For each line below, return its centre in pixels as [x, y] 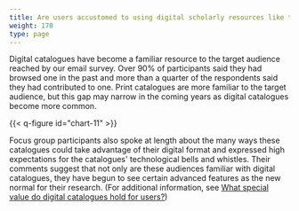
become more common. [53, 106]
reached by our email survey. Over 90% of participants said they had [136, 68]
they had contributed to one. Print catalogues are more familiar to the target [148, 87]
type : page [29, 34]
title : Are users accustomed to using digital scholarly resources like [147, 17]
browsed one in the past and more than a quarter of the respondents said [144, 78]
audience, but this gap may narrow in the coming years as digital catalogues [149, 97]
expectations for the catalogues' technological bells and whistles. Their [140, 160]
